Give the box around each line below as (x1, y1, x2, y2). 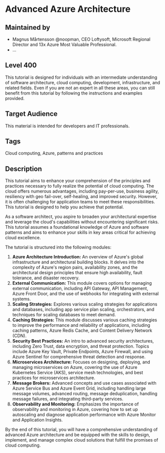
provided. (5, 95, 25, 101)
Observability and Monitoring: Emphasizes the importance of (12, 401, 139, 407)
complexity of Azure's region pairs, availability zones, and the (12, 264, 138, 270)
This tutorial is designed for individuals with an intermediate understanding (5, 74, 157, 80)
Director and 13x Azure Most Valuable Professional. (12, 42, 117, 48)
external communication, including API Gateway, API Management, (12, 286, 148, 292)
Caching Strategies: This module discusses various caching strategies (12, 317, 157, 323)
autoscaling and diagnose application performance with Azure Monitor (12, 412, 156, 418)
